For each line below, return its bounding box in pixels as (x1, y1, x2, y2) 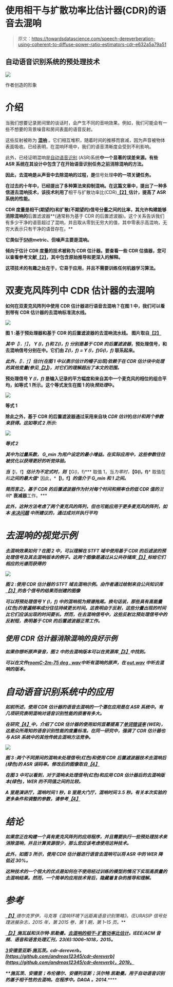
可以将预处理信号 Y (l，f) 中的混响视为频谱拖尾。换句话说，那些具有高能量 (5, 598, 163, 605)
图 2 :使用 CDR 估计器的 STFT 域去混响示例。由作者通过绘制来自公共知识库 (5, 581, 163, 587)
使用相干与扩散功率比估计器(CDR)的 (5, 5, 158, 16)
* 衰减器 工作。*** (10, 492, 47, 499)
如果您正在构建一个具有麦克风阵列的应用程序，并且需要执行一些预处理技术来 (5, 834, 167, 840)
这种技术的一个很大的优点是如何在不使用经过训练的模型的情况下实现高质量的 (5, 868, 167, 874)
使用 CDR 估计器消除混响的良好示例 (5, 634, 118, 643)
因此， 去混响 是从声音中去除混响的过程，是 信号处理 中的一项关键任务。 (5, 172, 154, 178)
